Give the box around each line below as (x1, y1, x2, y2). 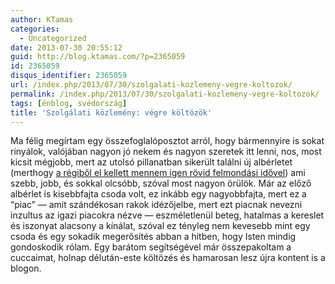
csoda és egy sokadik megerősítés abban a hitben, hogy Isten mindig (10, 231, 297, 243)
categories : (10, 24, 60, 34)
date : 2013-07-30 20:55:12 (10, 42, 123, 53)
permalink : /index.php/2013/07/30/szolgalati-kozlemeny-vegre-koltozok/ (10, 89, 320, 99)
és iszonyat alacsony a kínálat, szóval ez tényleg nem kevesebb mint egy (10, 220, 311, 232)
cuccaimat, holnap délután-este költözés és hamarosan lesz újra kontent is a (10, 252, 326, 264)
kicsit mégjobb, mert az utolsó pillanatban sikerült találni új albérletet (10, 156, 293, 168)
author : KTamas (10, 14, 74, 25)
